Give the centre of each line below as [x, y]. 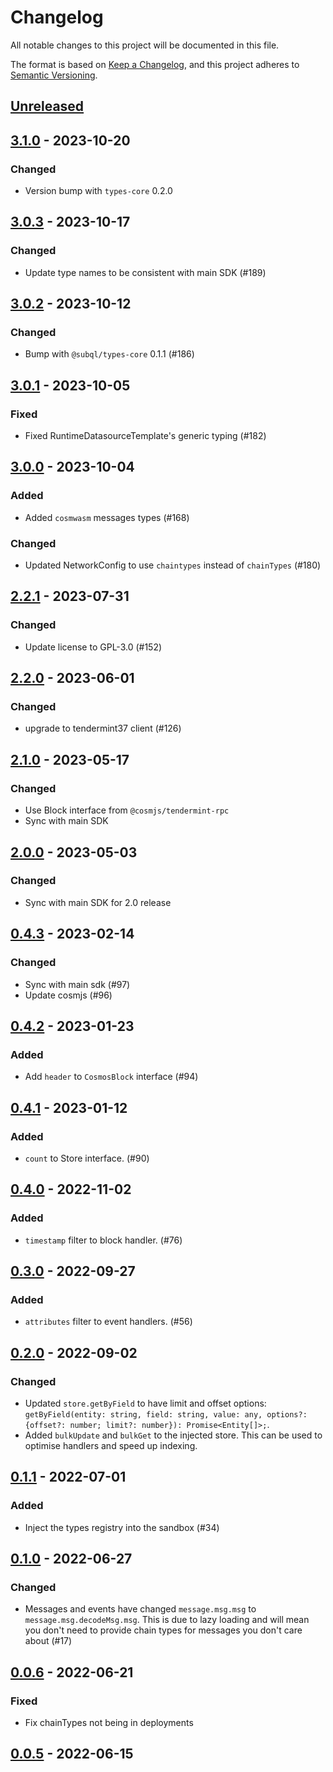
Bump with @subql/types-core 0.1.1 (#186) [109, 354]
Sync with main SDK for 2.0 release [98, 902]
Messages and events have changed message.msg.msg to [140, 1609]
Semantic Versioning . [54, 75]
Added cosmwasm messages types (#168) [107, 517]
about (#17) [48, 1641]
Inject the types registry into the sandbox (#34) [122, 1527]
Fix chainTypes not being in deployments [109, 1722]
